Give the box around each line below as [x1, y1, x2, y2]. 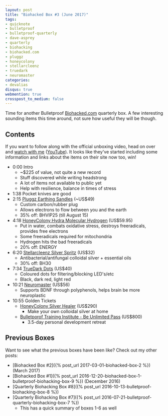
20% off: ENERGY [20, 244, 57, 250]
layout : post [5, 7, 33, 13]
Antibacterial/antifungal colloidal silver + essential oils [20, 255, 131, 261]
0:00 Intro [12, 164, 34, 170]
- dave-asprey [5, 36, 35, 41]
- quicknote [5, 21, 30, 27]
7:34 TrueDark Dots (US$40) [12, 265, 72, 272]
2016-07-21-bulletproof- [101, 394, 152, 400]
